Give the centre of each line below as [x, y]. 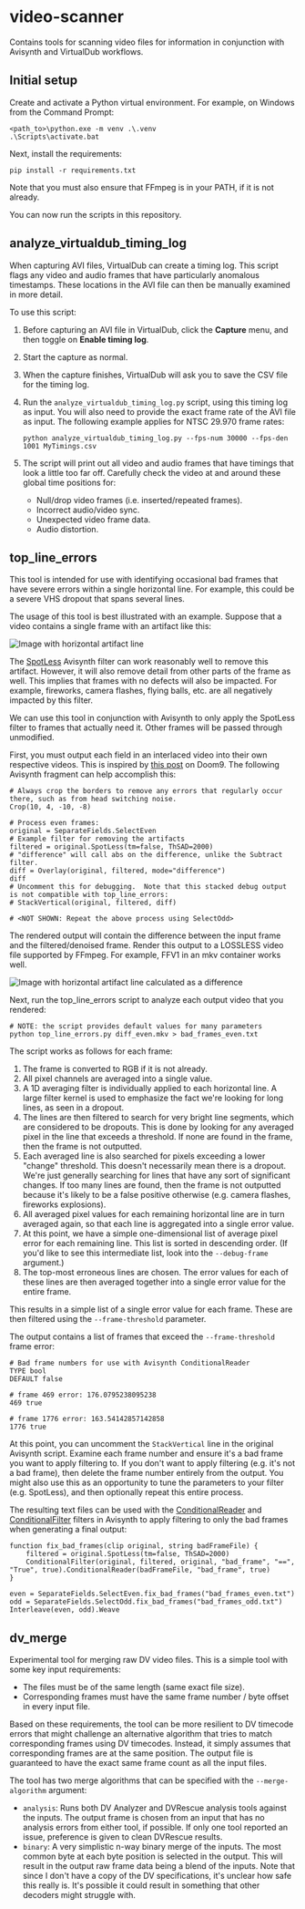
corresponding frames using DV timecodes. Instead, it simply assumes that [150, 1744]
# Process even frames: [55, 823]
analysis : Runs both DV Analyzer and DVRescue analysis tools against [154, 1808]
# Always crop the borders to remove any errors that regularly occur [146, 791]
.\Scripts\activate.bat [55, 137]
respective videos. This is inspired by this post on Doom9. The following [145, 765]
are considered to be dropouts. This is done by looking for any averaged [158, 1127]
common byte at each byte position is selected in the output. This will [153, 1856]
